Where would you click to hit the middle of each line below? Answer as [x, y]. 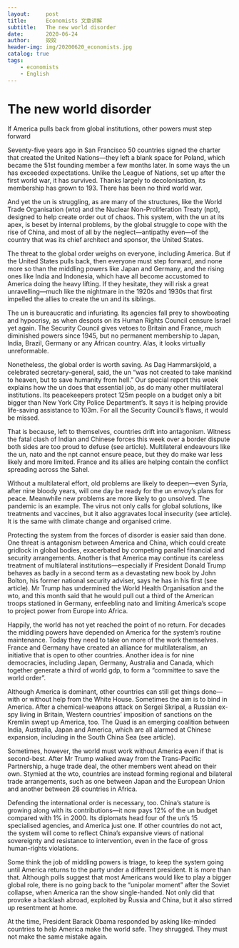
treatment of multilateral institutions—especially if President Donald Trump [117, 565]
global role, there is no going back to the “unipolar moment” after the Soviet [118, 885]
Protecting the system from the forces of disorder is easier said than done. [117, 535]
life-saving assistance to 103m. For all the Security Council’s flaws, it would [118, 410]
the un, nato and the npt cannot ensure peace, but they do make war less [115, 455]
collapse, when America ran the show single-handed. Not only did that [111, 892]
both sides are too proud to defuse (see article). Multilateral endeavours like [119, 447]
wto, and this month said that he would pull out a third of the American [111, 596]
